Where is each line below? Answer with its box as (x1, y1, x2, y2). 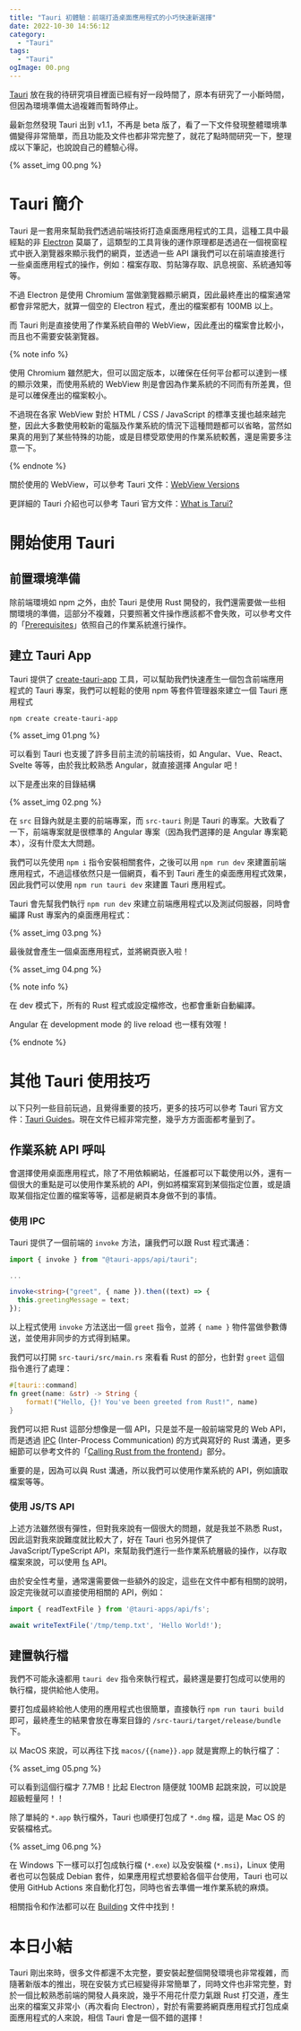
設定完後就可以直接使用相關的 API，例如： (9, 1587, 166, 1597)
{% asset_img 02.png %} (9, 796, 102, 807)
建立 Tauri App (9, 648, 92, 664)
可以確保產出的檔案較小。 (16, 390, 112, 400)
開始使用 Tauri (9, 533, 116, 553)
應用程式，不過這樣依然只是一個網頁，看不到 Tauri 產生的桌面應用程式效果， (9, 867, 291, 878)
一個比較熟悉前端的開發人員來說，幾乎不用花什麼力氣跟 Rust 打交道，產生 (16, 1990, 289, 2000)
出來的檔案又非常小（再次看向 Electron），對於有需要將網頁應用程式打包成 (9, 2001, 282, 2012)
